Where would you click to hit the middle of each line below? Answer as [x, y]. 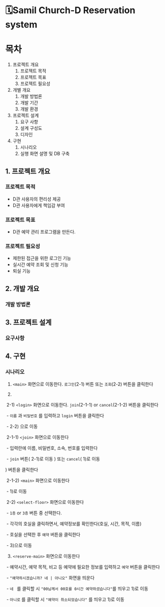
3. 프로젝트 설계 [28, 322]
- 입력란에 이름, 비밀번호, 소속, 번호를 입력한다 [52, 448]
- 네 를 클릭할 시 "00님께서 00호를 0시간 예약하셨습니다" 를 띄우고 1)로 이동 [77, 588]
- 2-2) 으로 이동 [22, 426]
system [21, 25]
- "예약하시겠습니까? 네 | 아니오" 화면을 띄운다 [51, 577]
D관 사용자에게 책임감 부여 [39, 205]
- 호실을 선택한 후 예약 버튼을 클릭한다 [43, 534]
